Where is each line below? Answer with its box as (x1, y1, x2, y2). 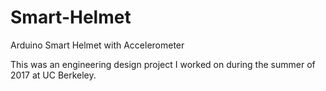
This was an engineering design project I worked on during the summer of (10, 58, 316, 70)
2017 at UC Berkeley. (10, 69, 97, 81)
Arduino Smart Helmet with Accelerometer (10, 39, 185, 51)
